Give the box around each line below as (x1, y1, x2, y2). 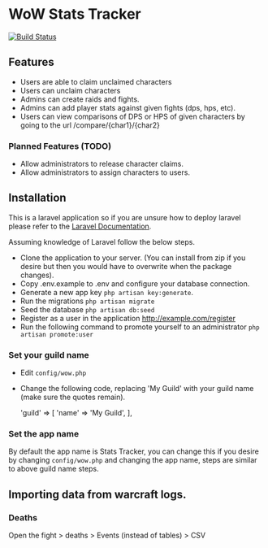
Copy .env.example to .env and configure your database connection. (19, 278, 250, 289)
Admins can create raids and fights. (19, 94, 140, 104)
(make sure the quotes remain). (19, 392, 126, 402)
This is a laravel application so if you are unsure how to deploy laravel (8, 212, 241, 222)
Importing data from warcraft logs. (8, 487, 187, 501)
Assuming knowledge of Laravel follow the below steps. (8, 237, 195, 246)
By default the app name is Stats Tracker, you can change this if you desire (8, 446, 260, 456)
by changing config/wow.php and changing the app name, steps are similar (8, 455, 257, 465)
